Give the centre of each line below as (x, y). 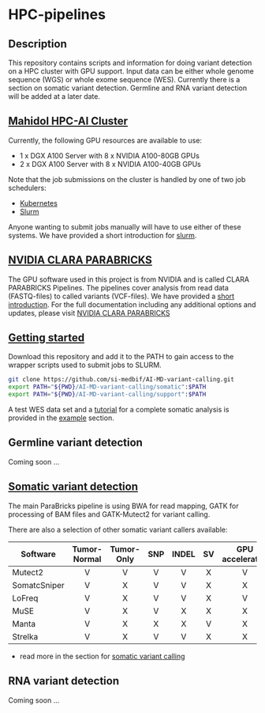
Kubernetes (38, 203)
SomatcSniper (38, 585)
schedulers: (27, 188)
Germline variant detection (76, 443)
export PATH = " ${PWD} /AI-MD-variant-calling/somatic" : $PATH (107, 387)
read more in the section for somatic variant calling (102, 656)
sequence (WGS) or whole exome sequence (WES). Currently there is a (124, 80)
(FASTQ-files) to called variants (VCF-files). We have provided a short (121, 296)
